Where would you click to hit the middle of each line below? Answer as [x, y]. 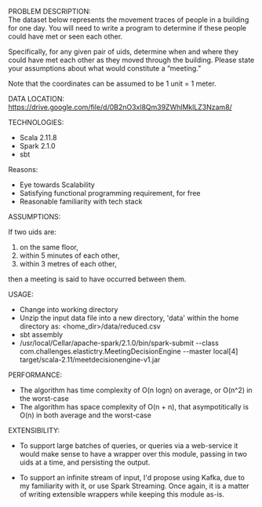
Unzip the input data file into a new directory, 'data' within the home [129, 318]
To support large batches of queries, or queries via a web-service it [129, 446]
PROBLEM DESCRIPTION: [50, 11]
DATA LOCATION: [36, 99]
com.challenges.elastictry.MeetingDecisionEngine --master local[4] [129, 351]
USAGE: [21, 294]
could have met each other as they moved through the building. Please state [131, 60]
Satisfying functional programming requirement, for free [110, 193]
